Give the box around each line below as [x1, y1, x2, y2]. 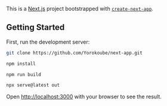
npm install [6, 60, 36, 66]
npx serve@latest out [6, 82, 60, 89]
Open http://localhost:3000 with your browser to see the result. [6, 93, 162, 101]
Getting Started [6, 22, 65, 32]
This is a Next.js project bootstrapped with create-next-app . [6, 5, 154, 12]
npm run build [6, 71, 42, 77]
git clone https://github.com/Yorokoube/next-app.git [6, 50, 143, 56]
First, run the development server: [6, 38, 90, 46]
